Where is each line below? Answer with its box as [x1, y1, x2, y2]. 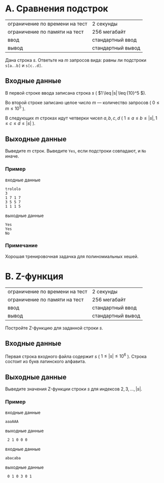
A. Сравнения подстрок [5, 3, 109, 14]
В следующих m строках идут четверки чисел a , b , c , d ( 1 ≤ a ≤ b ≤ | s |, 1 [5, 115, 158, 121]
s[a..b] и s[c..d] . [5, 62, 43, 68]
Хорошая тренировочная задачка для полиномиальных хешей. [5, 253, 139, 259]
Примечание [5, 242, 38, 249]
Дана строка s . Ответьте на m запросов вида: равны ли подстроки [5, 57, 147, 63]
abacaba [5, 456, 21, 461]
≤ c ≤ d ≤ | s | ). [5, 120, 36, 126]
